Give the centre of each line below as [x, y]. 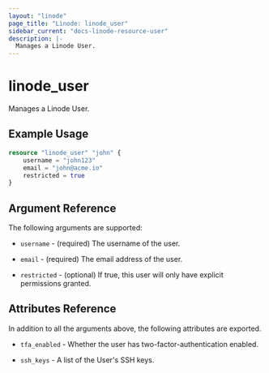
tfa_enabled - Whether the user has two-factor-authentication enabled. [139, 344]
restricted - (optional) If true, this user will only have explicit [122, 275]
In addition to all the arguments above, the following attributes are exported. [135, 328]
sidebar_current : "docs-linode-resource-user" [88, 31]
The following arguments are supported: [76, 228]
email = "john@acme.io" [63, 168]
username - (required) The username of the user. [100, 243]
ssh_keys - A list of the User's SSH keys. [87, 360]
